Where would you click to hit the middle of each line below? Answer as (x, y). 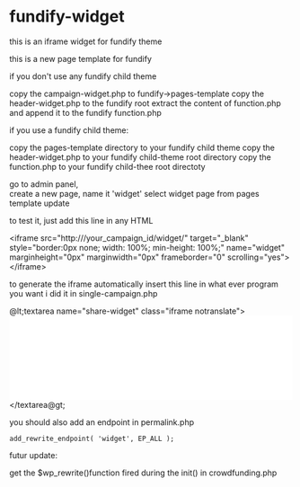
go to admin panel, (44, 184)
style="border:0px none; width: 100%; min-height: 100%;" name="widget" (147, 247)
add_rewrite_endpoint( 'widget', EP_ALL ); (92, 438)
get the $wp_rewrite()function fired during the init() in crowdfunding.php (143, 473)
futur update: (34, 455)
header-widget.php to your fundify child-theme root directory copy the (141, 157)
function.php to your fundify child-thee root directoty (107, 166)
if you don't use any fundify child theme (83, 76)
